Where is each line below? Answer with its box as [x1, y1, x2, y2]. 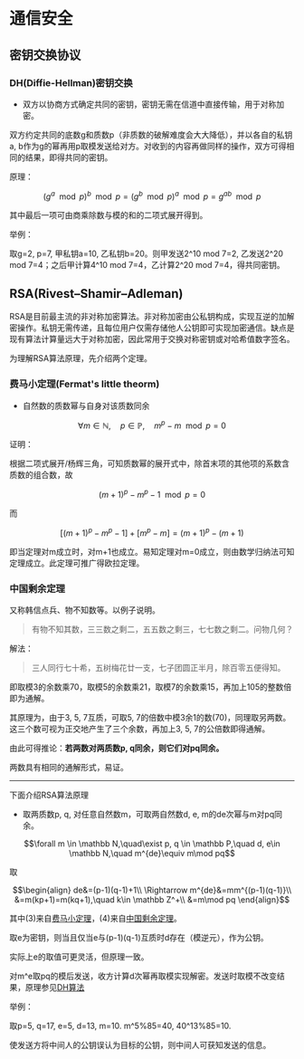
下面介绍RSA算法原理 [9, 789, 89, 800]
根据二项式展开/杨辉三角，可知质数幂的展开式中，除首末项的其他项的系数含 [9, 458, 290, 469]
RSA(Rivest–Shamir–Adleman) [9, 286, 184, 301]
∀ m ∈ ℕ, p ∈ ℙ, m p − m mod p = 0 [78, 418, 226, 431]
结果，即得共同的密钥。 [24, 151, 113, 163]
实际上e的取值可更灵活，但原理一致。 [9, 951, 149, 962]
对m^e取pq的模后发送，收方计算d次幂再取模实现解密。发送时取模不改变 [9, 970, 278, 981]
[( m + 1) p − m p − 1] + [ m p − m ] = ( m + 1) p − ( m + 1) [60, 526, 244, 539]
